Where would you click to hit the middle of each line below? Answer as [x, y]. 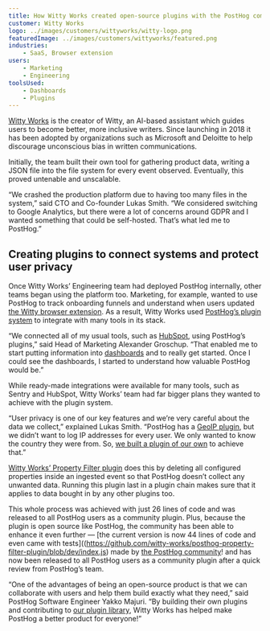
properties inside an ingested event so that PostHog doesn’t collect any [127, 477]
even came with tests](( [47, 543]
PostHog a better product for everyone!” [75, 619]
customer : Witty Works [46, 23]
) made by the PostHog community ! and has [178, 552]
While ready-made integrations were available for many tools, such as [124, 386]
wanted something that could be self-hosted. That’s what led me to [119, 220]
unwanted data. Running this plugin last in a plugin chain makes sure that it [132, 485]
